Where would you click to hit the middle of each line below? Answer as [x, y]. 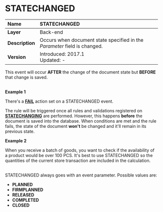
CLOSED [21, 205]
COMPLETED [25, 200]
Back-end [51, 32]
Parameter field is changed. [71, 46]
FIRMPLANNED [28, 190]
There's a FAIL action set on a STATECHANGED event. [59, 101]
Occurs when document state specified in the [92, 40]
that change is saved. [26, 77]
